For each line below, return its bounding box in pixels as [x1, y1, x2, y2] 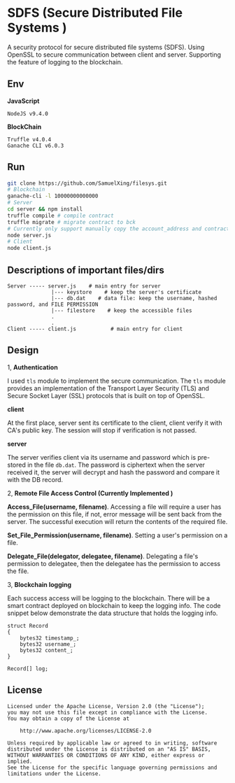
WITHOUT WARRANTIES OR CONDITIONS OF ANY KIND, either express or [7, 752, 205, 759]
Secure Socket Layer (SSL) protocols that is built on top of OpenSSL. [7, 391, 205, 400]
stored [7, 460, 26, 469]
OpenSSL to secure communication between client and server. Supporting [7, 50, 222, 59]
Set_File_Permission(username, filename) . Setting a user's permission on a [7, 530, 228, 539]
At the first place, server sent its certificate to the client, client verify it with [7, 418, 222, 427]
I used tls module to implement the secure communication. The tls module [7, 376, 226, 385]
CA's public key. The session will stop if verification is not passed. [7, 425, 197, 435]
